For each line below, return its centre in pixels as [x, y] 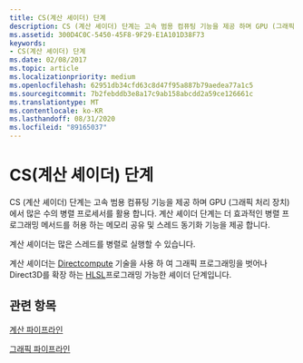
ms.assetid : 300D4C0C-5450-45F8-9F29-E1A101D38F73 [107, 34]
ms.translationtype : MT [54, 102]
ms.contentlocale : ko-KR [56, 111]
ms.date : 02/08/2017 [49, 60]
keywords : [28, 43]
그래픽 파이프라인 [40, 348]
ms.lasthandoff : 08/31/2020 [63, 119]
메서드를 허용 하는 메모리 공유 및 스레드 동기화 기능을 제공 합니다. [155, 224]
